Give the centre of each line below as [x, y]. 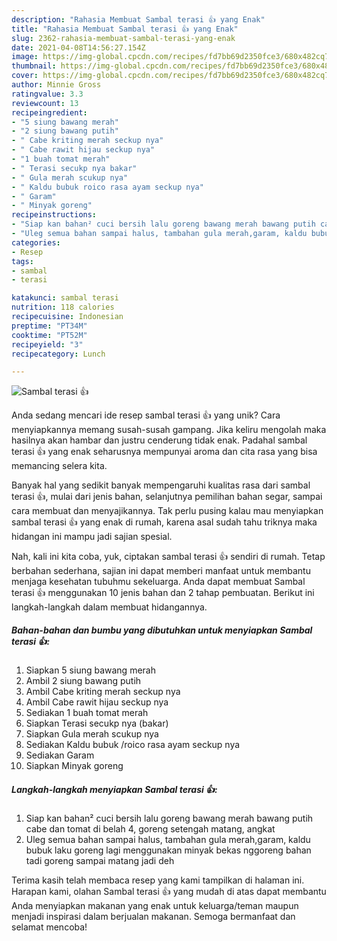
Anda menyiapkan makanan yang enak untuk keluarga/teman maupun [155, 906]
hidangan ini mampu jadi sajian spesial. [92, 537]
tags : [22, 261]
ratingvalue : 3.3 [47, 94]
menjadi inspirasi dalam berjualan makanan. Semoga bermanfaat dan [153, 917]
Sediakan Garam [60, 755]
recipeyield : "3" [47, 344]
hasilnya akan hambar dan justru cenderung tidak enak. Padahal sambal [159, 440]
